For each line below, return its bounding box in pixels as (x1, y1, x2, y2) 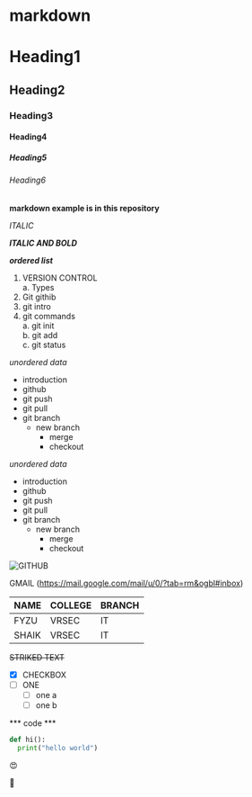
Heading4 (9, 131, 48, 142)
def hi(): (9, 735, 47, 745)
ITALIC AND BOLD (9, 237, 78, 248)
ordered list (9, 255, 54, 265)
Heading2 (9, 82, 65, 97)
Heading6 (9, 175, 47, 185)
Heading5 (9, 152, 48, 163)
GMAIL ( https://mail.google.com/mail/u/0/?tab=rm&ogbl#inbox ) (9, 578, 244, 588)
